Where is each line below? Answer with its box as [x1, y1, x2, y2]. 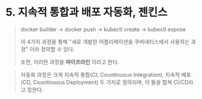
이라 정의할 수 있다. [29, 46, 75, 53]
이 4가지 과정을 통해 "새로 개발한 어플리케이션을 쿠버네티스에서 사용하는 [20, 38, 190, 45]
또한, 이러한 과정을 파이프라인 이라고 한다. [20, 58, 119, 65]
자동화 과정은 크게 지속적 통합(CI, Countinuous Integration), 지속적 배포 [20, 71, 192, 78]
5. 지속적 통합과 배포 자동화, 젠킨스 [5, 5, 168, 19]
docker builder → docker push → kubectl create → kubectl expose [20, 25, 186, 33]
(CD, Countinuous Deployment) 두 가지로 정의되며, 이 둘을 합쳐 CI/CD [20, 79, 189, 86]
